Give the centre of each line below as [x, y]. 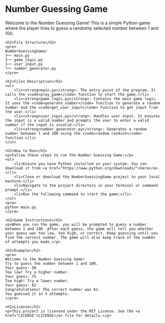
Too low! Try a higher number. [37, 272]
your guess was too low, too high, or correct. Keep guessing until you [82, 233]
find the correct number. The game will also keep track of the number [80, 237]
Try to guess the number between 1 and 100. [52, 264]
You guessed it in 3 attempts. [37, 294]
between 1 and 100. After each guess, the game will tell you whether [79, 229]
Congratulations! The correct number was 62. [53, 289]
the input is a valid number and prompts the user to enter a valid [77, 120]
